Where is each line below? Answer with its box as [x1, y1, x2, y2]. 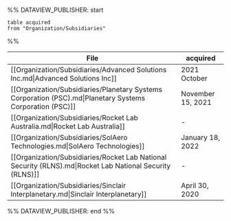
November [181, 89, 215, 98]
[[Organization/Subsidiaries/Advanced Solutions [10, 65, 167, 74]
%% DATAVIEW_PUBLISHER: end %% [7, 207, 115, 215]
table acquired [7, 19, 51, 26]
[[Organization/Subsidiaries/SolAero [10, 133, 128, 142]
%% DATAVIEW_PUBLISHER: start [7, 6, 104, 14]
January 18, [181, 133, 221, 142]
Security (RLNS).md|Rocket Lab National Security [10, 161, 171, 170]
